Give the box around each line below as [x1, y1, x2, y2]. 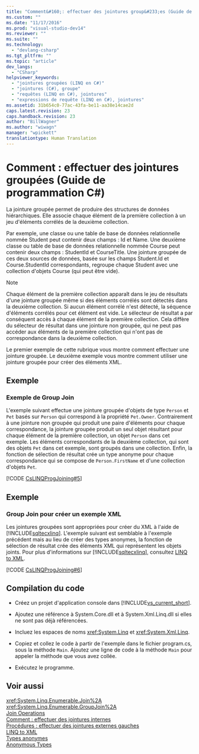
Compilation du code [6, 583, 85, 593]
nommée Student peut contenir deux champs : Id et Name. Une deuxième [6, 236, 186, 243]
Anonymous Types [6, 741, 52, 748]
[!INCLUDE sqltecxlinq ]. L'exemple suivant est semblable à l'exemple [6, 530, 172, 537]
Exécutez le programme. [14, 664, 75, 671]
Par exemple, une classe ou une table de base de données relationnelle [6, 229, 181, 237]
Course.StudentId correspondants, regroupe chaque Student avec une [6, 261, 179, 268]
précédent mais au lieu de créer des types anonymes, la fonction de [6, 536, 172, 543]
